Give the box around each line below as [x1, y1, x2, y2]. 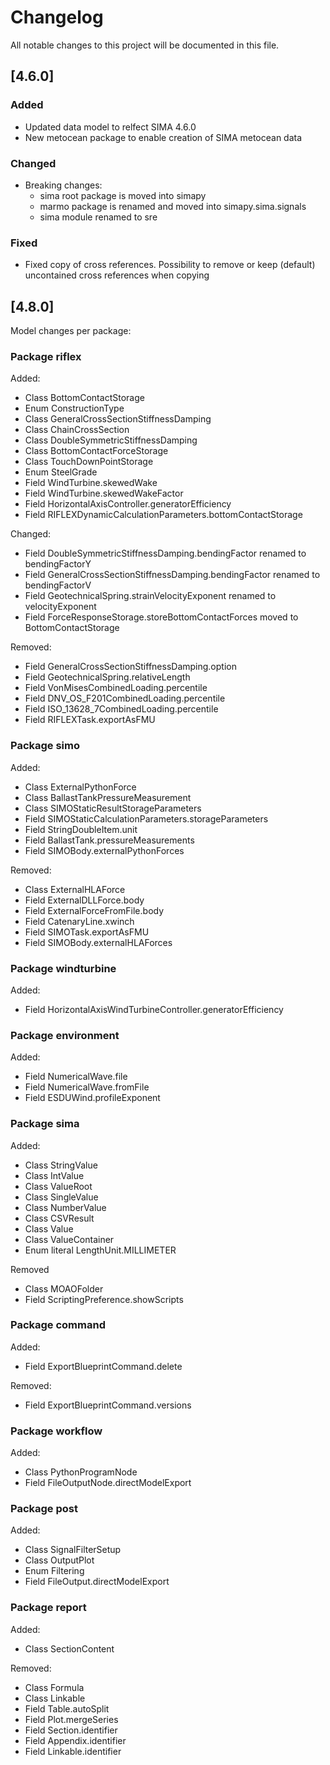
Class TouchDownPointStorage [24, 456, 154, 468]
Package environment [10, 1028, 120, 1042]
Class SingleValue [24, 1191, 99, 1203]
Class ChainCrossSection [24, 424, 130, 436]
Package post [10, 1502, 78, 1516]
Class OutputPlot [24, 1554, 95, 1566]
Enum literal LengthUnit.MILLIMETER [24, 1244, 177, 1256]
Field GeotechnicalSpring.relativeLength [24, 671, 191, 683]
